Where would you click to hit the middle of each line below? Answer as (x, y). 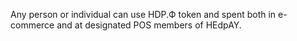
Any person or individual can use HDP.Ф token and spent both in (143, 14)
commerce (32, 25)
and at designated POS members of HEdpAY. (149, 25)
